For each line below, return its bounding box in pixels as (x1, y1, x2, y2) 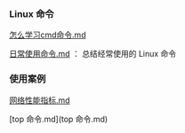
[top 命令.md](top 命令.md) (9, 113, 109, 124)
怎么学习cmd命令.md (9, 29, 86, 41)
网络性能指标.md (9, 95, 70, 106)
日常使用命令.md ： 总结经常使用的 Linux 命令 (9, 49, 177, 59)
